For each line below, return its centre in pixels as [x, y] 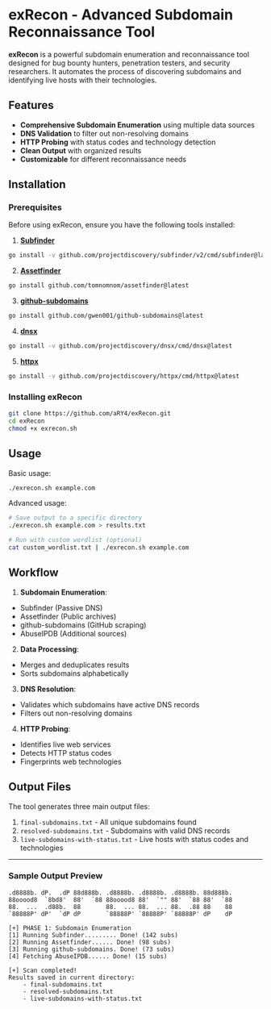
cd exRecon [27, 421]
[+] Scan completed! [43, 970]
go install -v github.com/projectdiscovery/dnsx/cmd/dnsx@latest [120, 346]
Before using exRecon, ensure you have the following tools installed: [122, 225]
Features [31, 105]
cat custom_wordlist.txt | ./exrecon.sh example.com [99, 548]
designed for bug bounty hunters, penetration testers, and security [119, 63]
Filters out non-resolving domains [76, 713]
